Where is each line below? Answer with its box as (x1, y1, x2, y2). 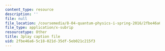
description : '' (5, 12, 38, 17)
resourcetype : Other (5, 30, 48, 34)
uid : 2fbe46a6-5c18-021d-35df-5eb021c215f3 (5, 39, 96, 44)
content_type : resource (5, 7, 54, 12)
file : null (5, 16, 27, 21)
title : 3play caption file (5, 34, 60, 39)
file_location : (5, 20, 36, 26)
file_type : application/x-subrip (5, 25, 74, 30)
